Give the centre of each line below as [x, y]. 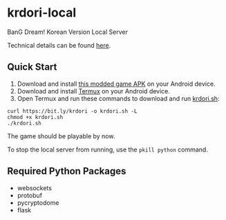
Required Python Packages [67, 171]
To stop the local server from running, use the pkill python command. [108, 149]
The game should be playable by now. [61, 136]
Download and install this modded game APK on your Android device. [116, 84]
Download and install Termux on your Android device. [94, 91]
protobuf [30, 195]
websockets [34, 187]
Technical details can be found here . [59, 45]
